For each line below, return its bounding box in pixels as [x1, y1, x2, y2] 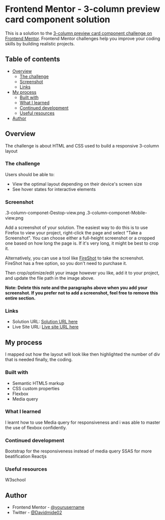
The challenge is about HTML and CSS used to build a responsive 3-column [5, 143, 159, 149]
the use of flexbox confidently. [5, 424, 67, 430]
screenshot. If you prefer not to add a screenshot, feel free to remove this [5, 290, 159, 296]
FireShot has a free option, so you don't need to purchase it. [5, 260, 127, 266]
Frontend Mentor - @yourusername [12, 504, 85, 510]
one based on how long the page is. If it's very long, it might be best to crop [5, 240, 159, 246]
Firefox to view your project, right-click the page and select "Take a [5, 230, 142, 236]
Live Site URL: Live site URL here [12, 324, 79, 330]
